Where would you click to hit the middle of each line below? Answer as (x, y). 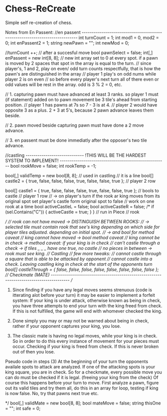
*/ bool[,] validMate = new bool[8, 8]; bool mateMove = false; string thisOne (83, 403)
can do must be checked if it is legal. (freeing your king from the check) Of (82, 377)
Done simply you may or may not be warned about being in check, (81, 320)
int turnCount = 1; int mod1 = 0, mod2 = (119, 38)
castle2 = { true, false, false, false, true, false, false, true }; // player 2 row (81, 181)
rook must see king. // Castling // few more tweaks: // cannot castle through (83, 253)
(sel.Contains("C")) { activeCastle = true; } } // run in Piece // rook (72, 212)
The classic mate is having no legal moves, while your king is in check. (85, 335)
